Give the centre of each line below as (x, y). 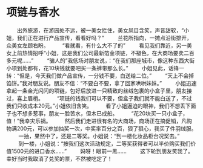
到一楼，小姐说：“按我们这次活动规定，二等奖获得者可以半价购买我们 (104, 143)
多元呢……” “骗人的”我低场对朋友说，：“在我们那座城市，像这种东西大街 (101, 60)
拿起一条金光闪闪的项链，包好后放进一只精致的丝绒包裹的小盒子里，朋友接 (99, 91)
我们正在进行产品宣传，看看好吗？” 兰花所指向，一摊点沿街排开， (105, 37)
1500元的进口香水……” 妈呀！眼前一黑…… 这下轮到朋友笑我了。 (102, 151)
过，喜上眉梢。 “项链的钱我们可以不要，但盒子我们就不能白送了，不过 (99, 98)
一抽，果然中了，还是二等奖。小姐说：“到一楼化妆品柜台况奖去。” (99, 136)
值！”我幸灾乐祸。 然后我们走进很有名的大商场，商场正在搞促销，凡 (97, 121)
